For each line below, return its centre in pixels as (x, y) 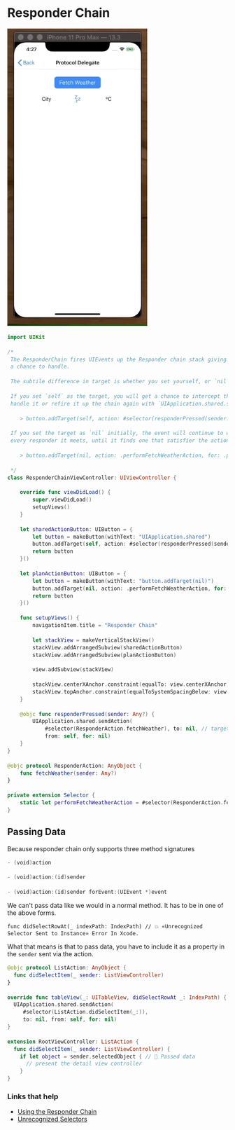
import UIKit (26, 337)
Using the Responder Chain (57, 1112)
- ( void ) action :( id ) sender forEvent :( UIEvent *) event (87, 892)
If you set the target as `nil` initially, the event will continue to (117, 433)
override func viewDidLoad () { (65, 492)
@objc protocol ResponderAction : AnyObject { (74, 766)
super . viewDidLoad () (62, 500)
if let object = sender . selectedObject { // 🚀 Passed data (108, 1056)
